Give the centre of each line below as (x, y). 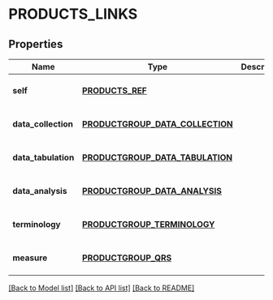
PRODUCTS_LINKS (73, 14)
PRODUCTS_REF (115, 90)
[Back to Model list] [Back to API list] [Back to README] (102, 288)
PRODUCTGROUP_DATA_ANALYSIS (152, 191)
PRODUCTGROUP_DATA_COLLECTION (158, 124)
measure (30, 258)
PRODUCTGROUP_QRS (127, 258)
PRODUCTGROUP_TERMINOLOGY (149, 224)
